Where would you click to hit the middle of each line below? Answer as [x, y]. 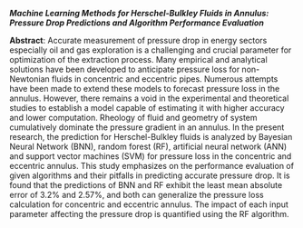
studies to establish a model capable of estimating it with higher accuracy [147, 108]
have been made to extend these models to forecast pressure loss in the [145, 89]
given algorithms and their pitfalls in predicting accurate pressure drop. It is [150, 175]
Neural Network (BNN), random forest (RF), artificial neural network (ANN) [148, 146]
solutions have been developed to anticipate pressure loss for [125, 69]
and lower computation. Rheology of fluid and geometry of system [133, 118]
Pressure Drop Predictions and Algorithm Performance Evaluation [137, 23]
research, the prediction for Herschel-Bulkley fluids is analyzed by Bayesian [151, 137]
